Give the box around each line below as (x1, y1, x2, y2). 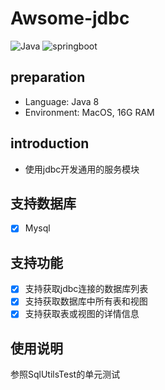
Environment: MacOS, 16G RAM (24, 106, 155, 118)
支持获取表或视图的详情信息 (24, 308, 140, 320)
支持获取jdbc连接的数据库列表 (24, 283, 149, 295)
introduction (10, 135, 90, 152)
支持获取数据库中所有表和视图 (24, 295, 148, 307)
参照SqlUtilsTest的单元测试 (10, 368, 121, 381)
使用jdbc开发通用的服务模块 (24, 163, 140, 175)
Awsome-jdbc (10, 7, 130, 30)
